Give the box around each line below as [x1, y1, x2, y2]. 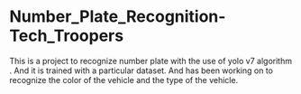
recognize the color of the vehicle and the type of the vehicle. [9, 74, 239, 85]
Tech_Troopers [9, 25, 124, 46]
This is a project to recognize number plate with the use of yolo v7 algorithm [9, 55, 293, 66]
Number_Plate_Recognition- [9, 6, 226, 27]
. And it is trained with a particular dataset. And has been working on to [9, 65, 273, 76]
